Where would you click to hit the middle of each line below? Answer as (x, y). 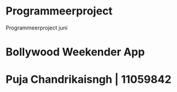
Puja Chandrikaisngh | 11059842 (89, 80)
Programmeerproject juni (36, 28)
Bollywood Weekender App (75, 52)
